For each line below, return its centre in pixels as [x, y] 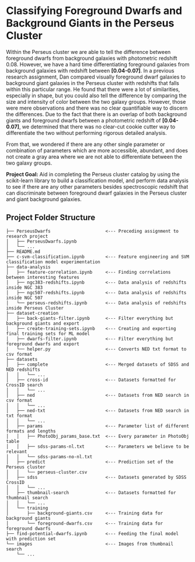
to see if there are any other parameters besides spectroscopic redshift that [97, 186]
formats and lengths [31, 431]
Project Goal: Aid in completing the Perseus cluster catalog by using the [93, 174]
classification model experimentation [53, 262]
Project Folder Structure [51, 218]
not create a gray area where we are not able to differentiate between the [94, 156]
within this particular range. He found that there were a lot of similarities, [93, 89]
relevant [17, 452]
